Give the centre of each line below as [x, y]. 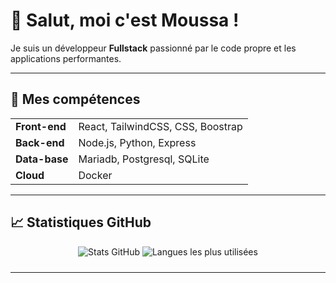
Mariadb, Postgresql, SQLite [144, 159]
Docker [95, 175]
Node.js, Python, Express [137, 142]
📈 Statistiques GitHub [81, 222]
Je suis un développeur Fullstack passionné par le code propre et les [153, 48]
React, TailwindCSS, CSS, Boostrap [160, 126]
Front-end [41, 126]
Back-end [40, 142]
